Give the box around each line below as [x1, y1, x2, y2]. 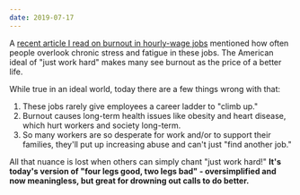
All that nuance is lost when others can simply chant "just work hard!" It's [9, 156, 281, 166]
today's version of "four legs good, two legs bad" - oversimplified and [9, 165, 277, 176]
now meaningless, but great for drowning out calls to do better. [9, 175, 250, 186]
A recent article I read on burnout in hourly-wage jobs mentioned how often [9, 38, 289, 48]
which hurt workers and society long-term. [22, 120, 181, 131]
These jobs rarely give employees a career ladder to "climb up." [22, 100, 259, 112]
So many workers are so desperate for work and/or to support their [22, 129, 271, 140]
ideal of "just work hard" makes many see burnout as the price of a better [9, 56, 282, 67]
